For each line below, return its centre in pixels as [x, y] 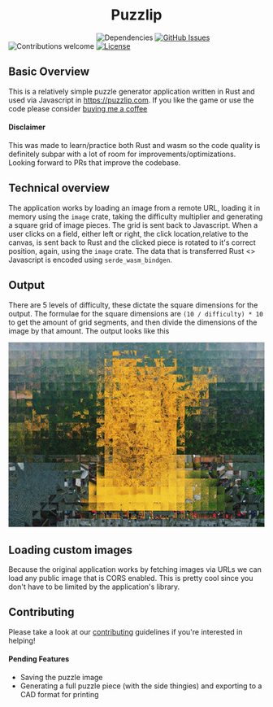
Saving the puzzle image [61, 678]
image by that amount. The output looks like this [89, 330]
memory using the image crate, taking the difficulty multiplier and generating [136, 216]
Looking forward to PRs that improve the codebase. [95, 162]
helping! [22, 640]
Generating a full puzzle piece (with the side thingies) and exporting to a [141, 686]
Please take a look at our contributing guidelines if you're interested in [126, 631]
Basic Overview [49, 72]
